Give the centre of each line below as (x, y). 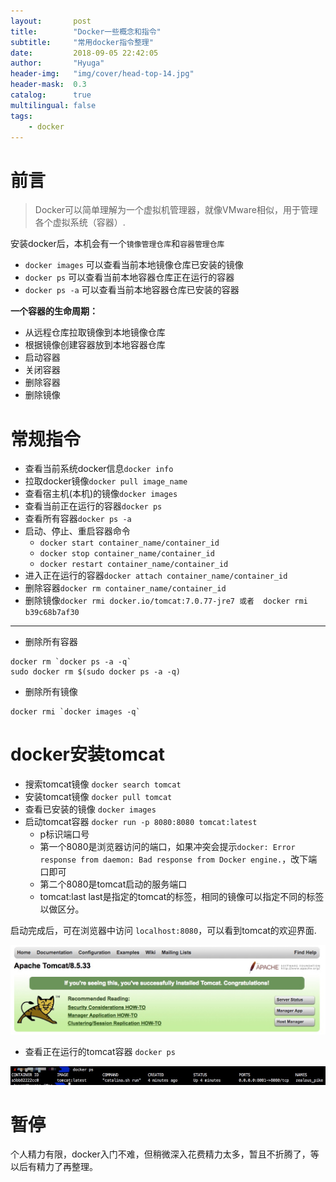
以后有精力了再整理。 (54, 1167)
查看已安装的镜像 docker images (90, 809)
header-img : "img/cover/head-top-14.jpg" (102, 74)
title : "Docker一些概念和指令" (86, 31)
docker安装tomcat (87, 754)
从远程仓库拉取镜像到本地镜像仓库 (95, 332)
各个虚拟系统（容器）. (80, 222)
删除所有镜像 (51, 692)
